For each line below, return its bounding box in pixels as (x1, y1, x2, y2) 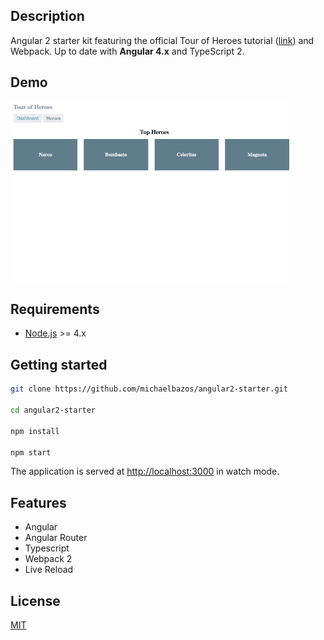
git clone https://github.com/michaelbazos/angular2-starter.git (10, 384, 288, 394)
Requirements (10, 301, 100, 318)
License (10, 592, 61, 609)
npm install (10, 426, 60, 436)
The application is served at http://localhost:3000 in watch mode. (10, 465, 280, 478)
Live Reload (24, 564, 74, 576)
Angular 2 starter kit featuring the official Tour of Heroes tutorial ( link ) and (10, 34, 315, 46)
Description (10, 8, 85, 25)
